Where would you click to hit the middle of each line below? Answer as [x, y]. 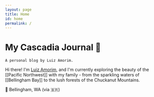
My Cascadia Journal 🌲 [53, 48]
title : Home [17, 14]
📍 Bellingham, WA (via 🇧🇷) [33, 90]
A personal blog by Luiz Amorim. [39, 61]
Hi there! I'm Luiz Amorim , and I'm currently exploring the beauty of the [77, 70]
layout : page [18, 10]
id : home [14, 19]
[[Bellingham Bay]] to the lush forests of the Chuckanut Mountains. [73, 80]
